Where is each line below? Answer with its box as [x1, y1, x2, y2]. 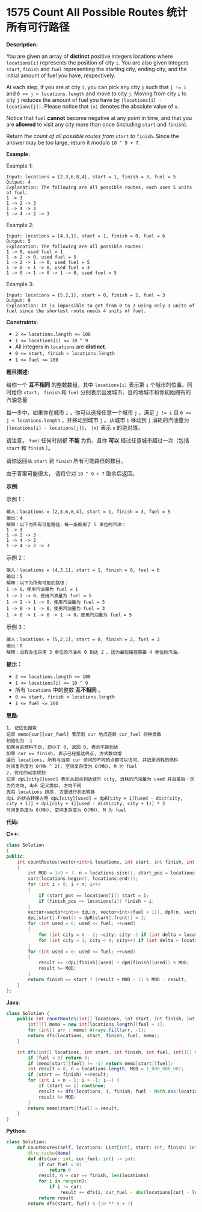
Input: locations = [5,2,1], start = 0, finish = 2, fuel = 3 [6, 292, 165, 298]
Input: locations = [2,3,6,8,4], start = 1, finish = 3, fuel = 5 [6, 174, 176, 180]
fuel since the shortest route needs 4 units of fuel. [6, 308, 147, 314]
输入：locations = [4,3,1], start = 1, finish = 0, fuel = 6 [6, 567, 160, 573]
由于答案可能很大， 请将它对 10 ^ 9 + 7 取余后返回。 [6, 469, 138, 477]
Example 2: [6, 221, 34, 228]
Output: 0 [6, 297, 31, 303]
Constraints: [6, 318, 38, 325]
